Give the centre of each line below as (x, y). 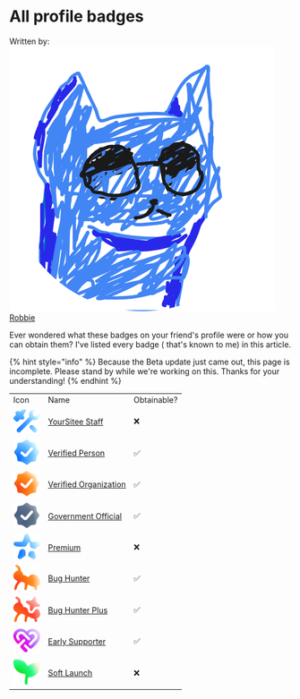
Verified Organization (87, 484)
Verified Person (77, 453)
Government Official (85, 516)
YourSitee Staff (76, 422)
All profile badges (77, 17)
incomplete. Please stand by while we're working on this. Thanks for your (145, 371)
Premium (64, 547)
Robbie (22, 317)
